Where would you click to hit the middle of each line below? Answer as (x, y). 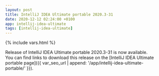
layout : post (19, 10)
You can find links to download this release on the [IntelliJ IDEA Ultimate (79, 57)
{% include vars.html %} (31, 42)
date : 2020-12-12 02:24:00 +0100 (40, 19)
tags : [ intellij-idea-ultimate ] (39, 28)
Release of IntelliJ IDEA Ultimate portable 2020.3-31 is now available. (76, 52)
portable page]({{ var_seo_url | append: (46, 63)
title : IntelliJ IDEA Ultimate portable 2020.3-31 (59, 14)
